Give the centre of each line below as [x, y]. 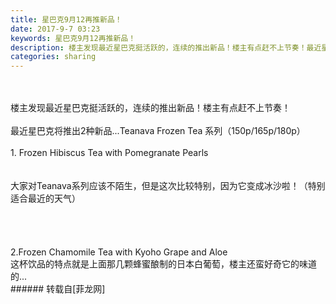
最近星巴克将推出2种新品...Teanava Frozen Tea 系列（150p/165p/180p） [158, 131]
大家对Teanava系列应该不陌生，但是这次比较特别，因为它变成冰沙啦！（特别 [168, 186]
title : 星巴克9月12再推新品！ [66, 19]
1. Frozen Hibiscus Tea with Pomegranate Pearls [109, 153]
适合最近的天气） [45, 198]
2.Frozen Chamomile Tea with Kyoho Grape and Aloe [119, 252]
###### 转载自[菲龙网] [58, 289]
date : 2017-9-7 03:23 [55, 29]
